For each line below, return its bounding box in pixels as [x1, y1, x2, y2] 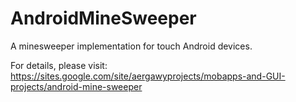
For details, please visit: [10, 59, 108, 71]
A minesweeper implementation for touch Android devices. [10, 40, 253, 52]
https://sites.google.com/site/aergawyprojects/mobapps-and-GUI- [10, 70, 286, 82]
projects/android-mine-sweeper [10, 80, 143, 92]
